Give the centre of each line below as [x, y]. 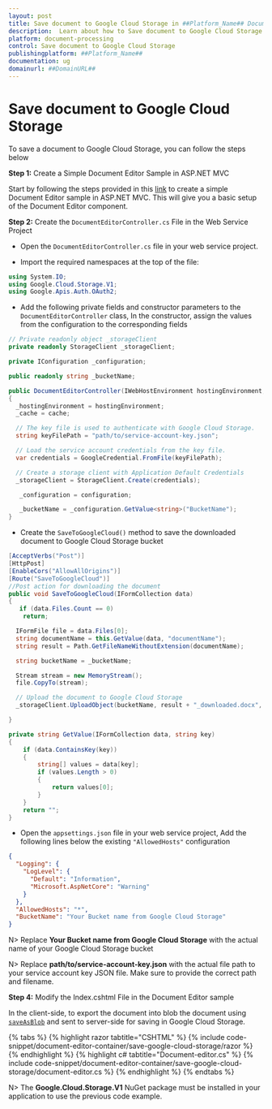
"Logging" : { [38, 864]
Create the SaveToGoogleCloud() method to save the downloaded [128, 533]
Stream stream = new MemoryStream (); [79, 675]
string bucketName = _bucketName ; [74, 661]
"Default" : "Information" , [75, 879]
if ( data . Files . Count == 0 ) [66, 609]
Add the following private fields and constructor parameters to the [130, 307]
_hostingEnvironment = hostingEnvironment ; [90, 406]
